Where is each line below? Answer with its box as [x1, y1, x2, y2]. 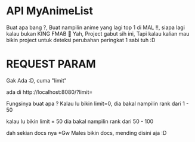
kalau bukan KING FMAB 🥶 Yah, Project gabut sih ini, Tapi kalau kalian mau [6, 30, 190, 37]
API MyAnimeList [6, 4, 94, 18]
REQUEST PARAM [6, 58, 97, 71]
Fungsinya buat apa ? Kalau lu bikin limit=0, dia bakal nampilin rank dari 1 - [6, 100, 189, 107]
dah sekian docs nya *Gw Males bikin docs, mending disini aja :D [6, 129, 167, 136]
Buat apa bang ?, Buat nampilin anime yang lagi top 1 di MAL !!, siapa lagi [6, 24, 185, 31]
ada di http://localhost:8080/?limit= [6, 88, 93, 96]
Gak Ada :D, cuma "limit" [6, 77, 67, 84]
